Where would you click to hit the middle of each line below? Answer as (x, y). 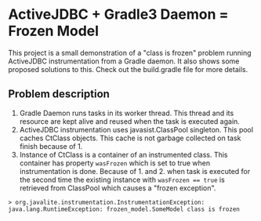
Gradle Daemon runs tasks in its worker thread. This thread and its (127, 113)
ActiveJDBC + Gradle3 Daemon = (118, 14)
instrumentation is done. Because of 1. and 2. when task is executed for (135, 171)
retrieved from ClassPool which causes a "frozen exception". (118, 188)
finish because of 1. (51, 146)
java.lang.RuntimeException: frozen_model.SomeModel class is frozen (124, 209)
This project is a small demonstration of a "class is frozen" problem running (130, 53)
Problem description (59, 94)
